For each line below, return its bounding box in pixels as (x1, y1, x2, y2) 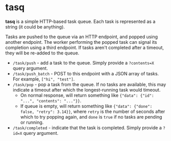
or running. (20, 119, 44, 125)
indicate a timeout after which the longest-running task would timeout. (12, 87, 161, 93)
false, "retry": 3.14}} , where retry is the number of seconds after (20, 108, 165, 115)
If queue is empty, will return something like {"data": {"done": (20, 103, 153, 109)
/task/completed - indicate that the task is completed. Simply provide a (12, 124, 162, 131)
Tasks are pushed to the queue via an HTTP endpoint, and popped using (5, 34, 158, 40)
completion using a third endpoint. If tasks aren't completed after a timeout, (5, 44, 164, 50)
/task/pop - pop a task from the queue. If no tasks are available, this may (12, 81, 166, 88)
